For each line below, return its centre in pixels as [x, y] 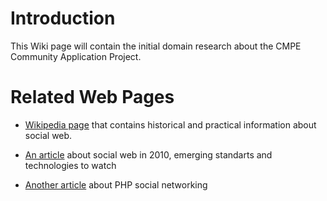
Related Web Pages [92, 97]
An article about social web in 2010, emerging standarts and [148, 154]
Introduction [63, 18]
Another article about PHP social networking [116, 184]
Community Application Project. [76, 56]
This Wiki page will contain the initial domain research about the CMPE [156, 46]
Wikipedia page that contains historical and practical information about [170, 124]
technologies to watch [70, 165]
